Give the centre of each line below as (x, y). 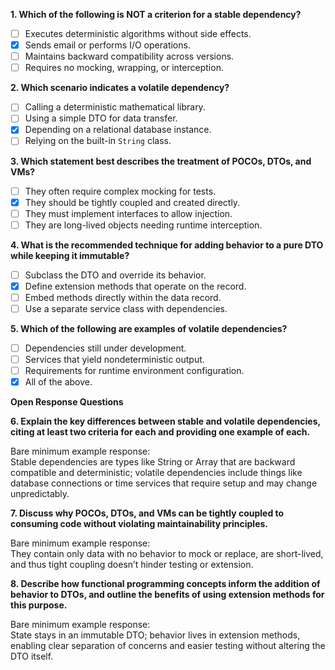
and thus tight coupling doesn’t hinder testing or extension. (132, 565)
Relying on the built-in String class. (98, 141)
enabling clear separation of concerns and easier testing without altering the (168, 646)
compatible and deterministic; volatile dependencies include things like (156, 473)
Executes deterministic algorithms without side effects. (138, 33)
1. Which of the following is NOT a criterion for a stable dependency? (156, 14)
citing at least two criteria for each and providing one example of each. (160, 432)
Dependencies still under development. (105, 348)
